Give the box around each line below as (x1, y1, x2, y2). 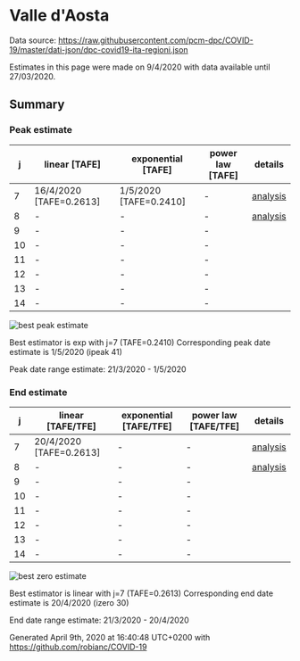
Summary (9, 97, 65, 112)
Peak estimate (9, 124, 73, 136)
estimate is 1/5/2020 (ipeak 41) (9, 346, 123, 357)
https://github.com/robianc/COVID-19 (9, 641, 147, 652)
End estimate (9, 385, 68, 398)
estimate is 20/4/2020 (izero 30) (9, 597, 129, 607)
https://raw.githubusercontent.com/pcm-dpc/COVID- (57, 35, 254, 45)
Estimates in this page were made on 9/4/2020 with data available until (9, 62, 271, 72)
